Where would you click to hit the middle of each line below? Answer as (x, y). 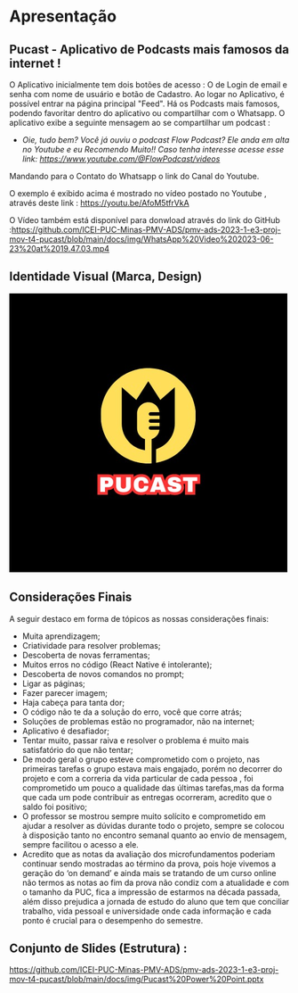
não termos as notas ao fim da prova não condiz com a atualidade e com (156, 882)
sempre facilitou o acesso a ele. (81, 844)
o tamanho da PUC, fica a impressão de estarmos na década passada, (151, 892)
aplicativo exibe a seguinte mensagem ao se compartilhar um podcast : (140, 123)
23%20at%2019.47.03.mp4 (59, 248)
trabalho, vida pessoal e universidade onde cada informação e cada (146, 911)
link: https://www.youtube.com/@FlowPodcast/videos (121, 159)
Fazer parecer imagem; (65, 692)
